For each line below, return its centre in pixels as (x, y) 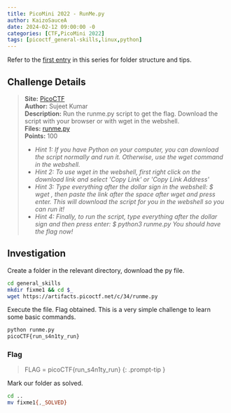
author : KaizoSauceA (37, 20)
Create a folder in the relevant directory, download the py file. (96, 270)
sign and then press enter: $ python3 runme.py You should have (128, 224)
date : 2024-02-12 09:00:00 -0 (51, 27)
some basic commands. (42, 317)
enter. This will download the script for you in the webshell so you (129, 201)
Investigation (37, 253)
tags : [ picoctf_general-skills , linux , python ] (75, 40)
